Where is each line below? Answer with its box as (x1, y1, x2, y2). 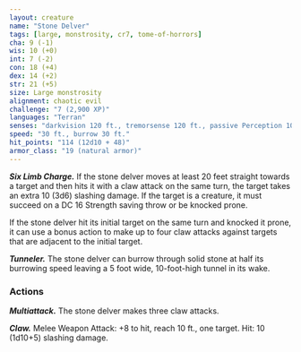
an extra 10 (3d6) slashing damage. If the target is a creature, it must (9, 190, 262, 201)
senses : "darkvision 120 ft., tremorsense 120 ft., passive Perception (9, 122, 282, 131)
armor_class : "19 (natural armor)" (9, 146, 142, 155)
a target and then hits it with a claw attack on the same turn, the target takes (9, 180, 291, 191)
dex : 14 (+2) (9, 72, 58, 81)
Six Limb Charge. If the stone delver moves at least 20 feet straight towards (9, 171, 290, 182)
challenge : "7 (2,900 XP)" (9, 105, 110, 114)
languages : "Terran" (9, 113, 87, 122)
